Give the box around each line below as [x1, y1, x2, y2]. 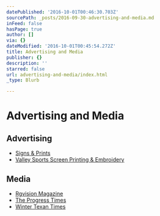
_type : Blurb [6, 77, 40, 83]
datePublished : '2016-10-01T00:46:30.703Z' [6, 9, 119, 15]
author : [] [6, 32, 34, 38]
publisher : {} [6, 54, 43, 61]
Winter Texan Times [15, 203, 66, 210]
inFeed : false [6, 20, 43, 26]
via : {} [6, 37, 26, 43]
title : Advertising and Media [6, 49, 84, 55]
